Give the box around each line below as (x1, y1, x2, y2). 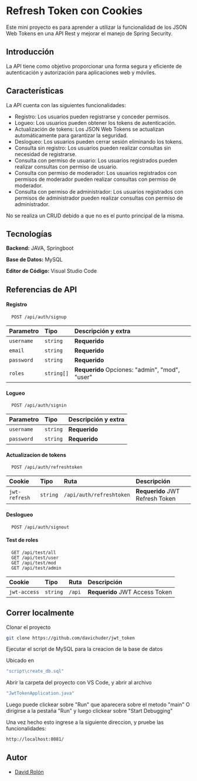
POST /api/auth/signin (11, 402, 67, 409)
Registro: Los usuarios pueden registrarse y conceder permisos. (14, 113, 170, 120)
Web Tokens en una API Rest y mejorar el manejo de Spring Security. (6, 29, 173, 37)
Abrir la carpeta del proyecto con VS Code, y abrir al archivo (6, 679, 152, 686)
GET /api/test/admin (11, 565, 62, 571)
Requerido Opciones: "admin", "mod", (74, 365, 180, 373)
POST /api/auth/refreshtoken (11, 464, 83, 471)
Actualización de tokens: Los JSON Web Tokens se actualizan (14, 125, 164, 133)
